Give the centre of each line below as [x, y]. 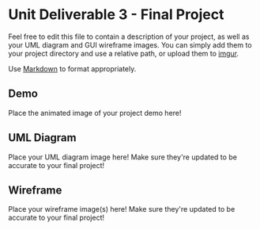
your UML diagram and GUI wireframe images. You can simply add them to [130, 44]
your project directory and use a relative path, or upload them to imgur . [124, 53]
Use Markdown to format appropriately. [72, 68]
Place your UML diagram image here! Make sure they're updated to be [122, 157]
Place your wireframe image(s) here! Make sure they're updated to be [122, 209]
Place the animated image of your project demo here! [95, 113]
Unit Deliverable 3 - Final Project [116, 15]
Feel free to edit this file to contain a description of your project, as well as [129, 36]
